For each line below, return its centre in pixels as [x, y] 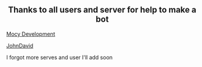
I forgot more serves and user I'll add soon [60, 57]
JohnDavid [20, 45]
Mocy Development [31, 34]
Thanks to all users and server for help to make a [102, 10]
